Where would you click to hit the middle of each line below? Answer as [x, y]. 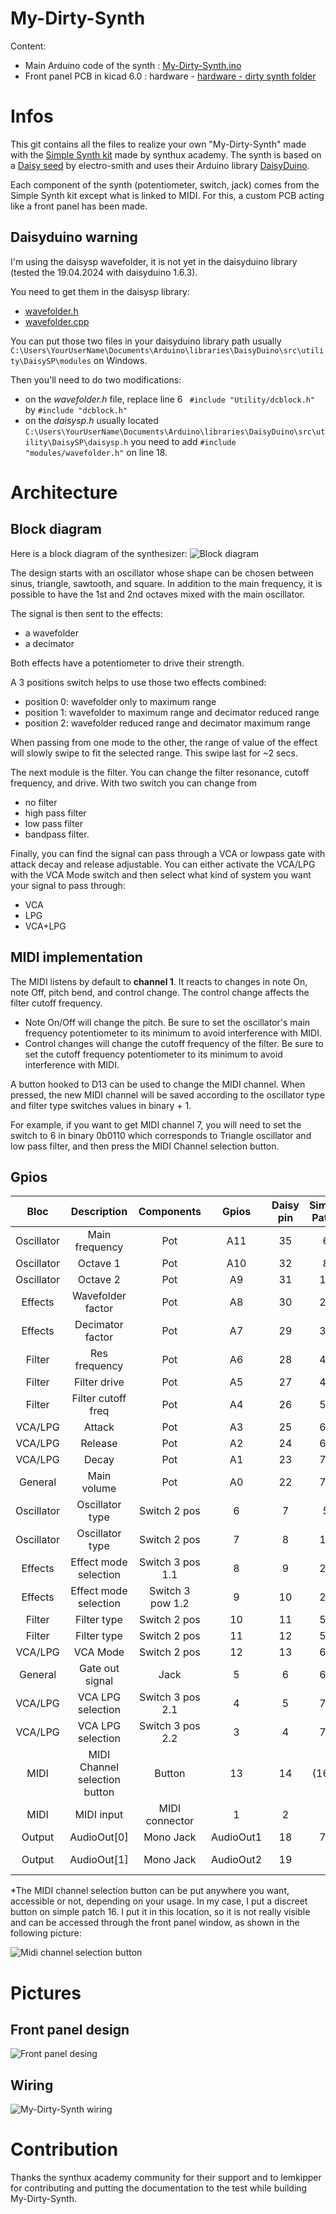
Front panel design [70, 2029]
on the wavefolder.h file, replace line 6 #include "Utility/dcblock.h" [170, 399]
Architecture [64, 492]
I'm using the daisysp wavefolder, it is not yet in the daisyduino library [154, 261]
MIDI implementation [76, 957]
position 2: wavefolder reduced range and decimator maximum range [167, 723]
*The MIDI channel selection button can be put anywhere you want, [150, 1891]
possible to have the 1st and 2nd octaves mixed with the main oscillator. [157, 594]
